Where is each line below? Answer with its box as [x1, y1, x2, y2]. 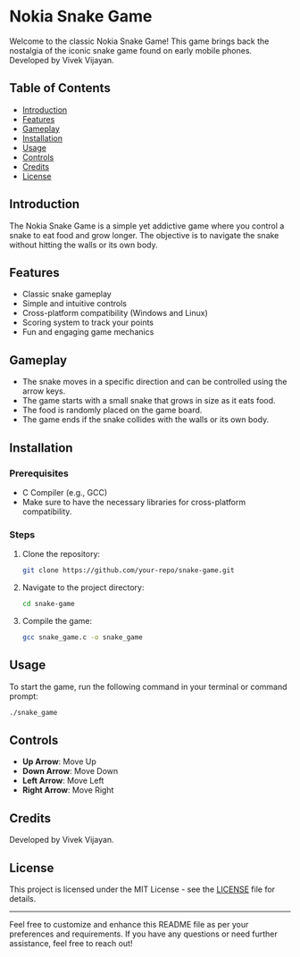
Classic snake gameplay [21, 288, 112, 300]
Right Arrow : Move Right [21, 785, 114, 795]
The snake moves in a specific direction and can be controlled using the [21, 377, 287, 387]
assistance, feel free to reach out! [9, 937, 133, 948]
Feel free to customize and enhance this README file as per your [9, 919, 249, 929]
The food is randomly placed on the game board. [21, 404, 203, 416]
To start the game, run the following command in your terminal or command [9, 681, 287, 692]
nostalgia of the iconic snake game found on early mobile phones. [9, 45, 253, 55]
